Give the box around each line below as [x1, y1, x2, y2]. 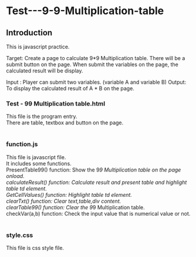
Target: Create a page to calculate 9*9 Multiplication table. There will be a [6, 55, 185, 61]
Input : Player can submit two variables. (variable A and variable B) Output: [6, 78, 187, 85]
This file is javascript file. [6, 153, 66, 160]
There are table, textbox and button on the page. [6, 119, 124, 126]
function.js [6, 140, 38, 149]
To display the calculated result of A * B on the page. [6, 85, 135, 92]
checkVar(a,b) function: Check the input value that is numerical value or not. [6, 210, 191, 217]
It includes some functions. [6, 160, 72, 167]
